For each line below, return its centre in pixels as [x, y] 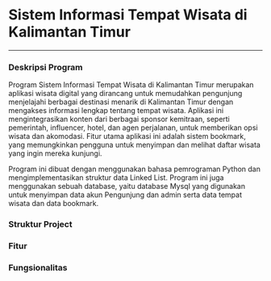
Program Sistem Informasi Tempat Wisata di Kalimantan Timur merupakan [131, 85]
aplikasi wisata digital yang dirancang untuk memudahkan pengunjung [125, 94]
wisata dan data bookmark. [54, 203]
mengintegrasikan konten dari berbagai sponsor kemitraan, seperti [119, 120]
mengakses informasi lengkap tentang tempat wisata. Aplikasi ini [116, 111]
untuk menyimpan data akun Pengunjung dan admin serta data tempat [125, 195]
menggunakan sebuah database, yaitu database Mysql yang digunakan [127, 187]
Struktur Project [40, 224]
